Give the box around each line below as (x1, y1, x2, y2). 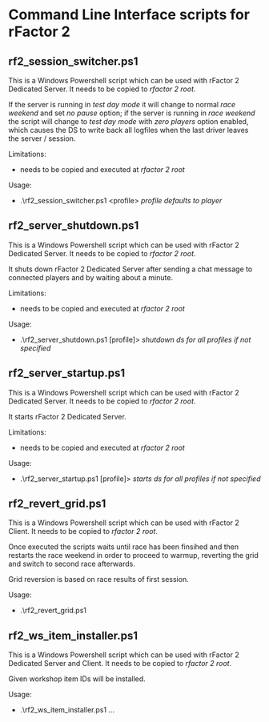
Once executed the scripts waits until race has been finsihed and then (8, 542, 239, 552)
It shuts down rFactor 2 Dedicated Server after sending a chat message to (8, 264, 253, 274)
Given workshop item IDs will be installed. (8, 674, 146, 684)
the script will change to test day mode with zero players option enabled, (8, 117, 249, 126)
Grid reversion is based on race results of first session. (8, 575, 190, 584)
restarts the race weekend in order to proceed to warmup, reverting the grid (8, 551, 259, 560)
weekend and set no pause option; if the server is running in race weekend (8, 108, 255, 118)
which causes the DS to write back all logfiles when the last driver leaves (8, 126, 249, 134)
